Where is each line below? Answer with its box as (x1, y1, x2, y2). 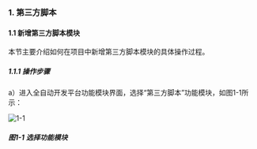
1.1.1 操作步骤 (8, 66, 51, 76)
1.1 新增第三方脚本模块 (8, 28, 81, 37)
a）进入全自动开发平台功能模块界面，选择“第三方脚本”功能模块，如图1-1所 (8, 88, 249, 98)
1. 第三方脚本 (8, 6, 57, 17)
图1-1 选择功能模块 (8, 132, 68, 142)
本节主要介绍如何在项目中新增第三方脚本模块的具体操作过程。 (8, 47, 210, 57)
